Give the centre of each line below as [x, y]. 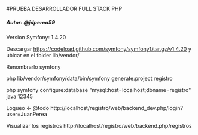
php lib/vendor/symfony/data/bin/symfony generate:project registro [89, 78]
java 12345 [19, 96]
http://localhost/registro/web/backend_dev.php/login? [117, 108]
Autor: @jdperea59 [31, 22]
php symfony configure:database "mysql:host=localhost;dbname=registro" [99, 90]
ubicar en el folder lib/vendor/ [43, 55]
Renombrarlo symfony [33, 67]
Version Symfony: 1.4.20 [36, 37]
